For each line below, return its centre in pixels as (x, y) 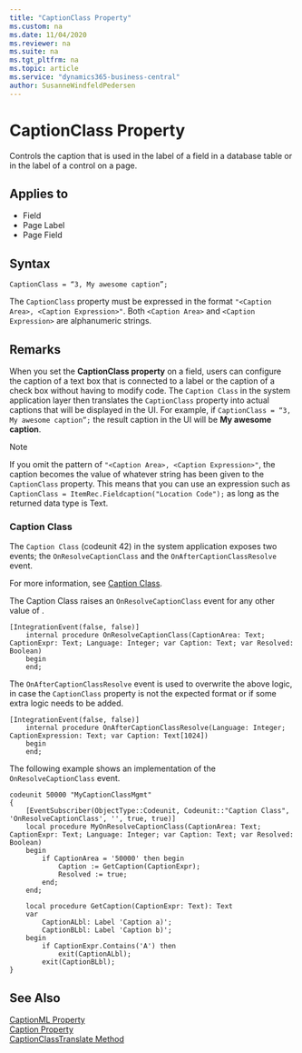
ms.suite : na (34, 52)
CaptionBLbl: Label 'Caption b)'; (107, 930)
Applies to (39, 193)
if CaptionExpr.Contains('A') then (109, 947)
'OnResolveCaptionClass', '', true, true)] (93, 819)
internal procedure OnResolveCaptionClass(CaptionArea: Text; (146, 636)
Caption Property (42, 1029)
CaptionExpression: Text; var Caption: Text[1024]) (109, 736)
